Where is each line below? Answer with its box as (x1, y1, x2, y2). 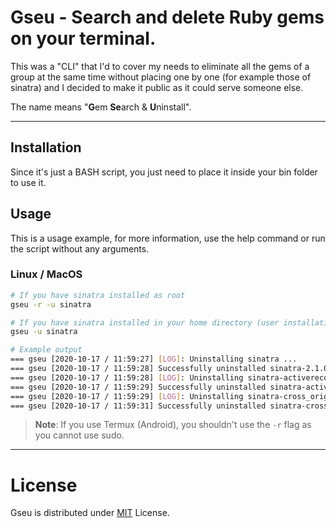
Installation (10, 139, 82, 156)
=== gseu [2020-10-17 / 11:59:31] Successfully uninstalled (10, 401, 267, 411)
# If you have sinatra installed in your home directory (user (10, 317, 280, 328)
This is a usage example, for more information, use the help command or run (10, 232, 326, 244)
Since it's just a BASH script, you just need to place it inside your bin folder (10, 166, 318, 178)
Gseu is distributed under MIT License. (10, 507, 170, 519)
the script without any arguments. (10, 242, 150, 255)
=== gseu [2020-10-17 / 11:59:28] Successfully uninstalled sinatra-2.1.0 (10, 364, 329, 374)
